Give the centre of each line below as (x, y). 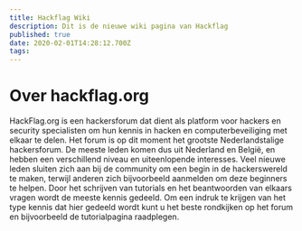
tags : (19, 51)
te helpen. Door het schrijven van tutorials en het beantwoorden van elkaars (151, 188)
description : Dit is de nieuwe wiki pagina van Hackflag (119, 26)
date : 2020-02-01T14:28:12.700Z (70, 43)
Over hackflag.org (79, 96)
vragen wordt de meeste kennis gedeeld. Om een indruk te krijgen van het (148, 198)
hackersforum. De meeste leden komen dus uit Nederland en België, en (142, 150)
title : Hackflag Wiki (50, 18)
